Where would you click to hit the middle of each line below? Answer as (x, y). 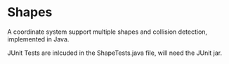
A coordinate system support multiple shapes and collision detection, (107, 32)
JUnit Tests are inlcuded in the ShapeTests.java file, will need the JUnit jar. (115, 53)
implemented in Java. (38, 39)
